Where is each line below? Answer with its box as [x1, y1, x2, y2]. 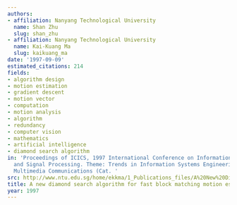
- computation [7, 102, 49, 109]
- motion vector [7, 96, 55, 103]
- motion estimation [7, 82, 68, 89]
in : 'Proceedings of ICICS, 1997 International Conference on [7, 154, 194, 162]
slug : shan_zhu [13, 30, 59, 37]
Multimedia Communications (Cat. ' [13, 167, 119, 175]
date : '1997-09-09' [7, 56, 65, 63]
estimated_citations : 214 [7, 63, 83, 70]
